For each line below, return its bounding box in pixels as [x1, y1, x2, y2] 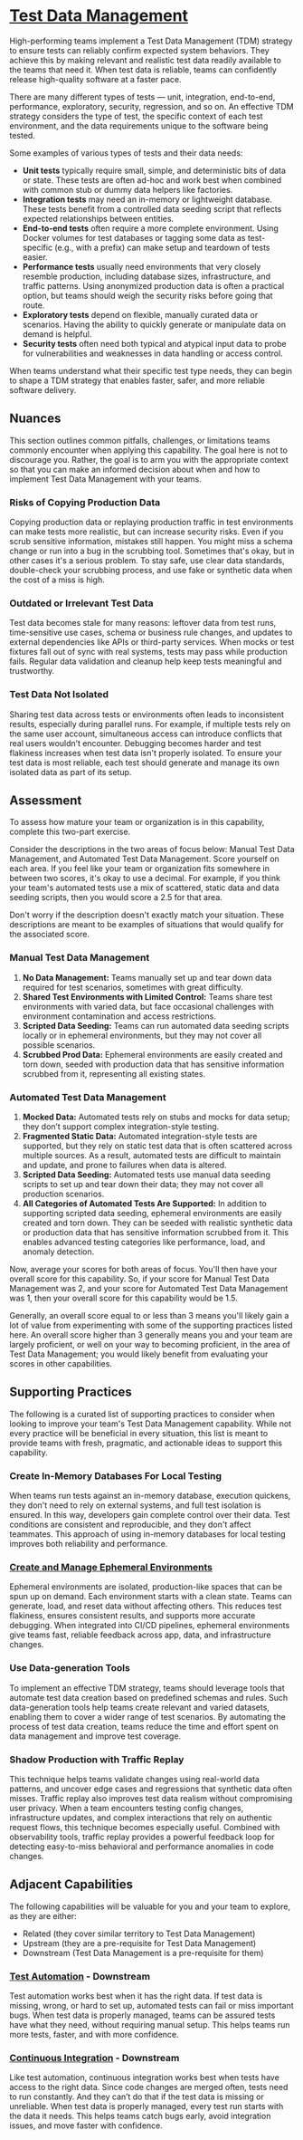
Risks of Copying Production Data [9, 495, 161, 508]
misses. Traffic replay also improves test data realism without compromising [9, 1793, 293, 1804]
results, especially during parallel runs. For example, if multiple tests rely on [9, 718, 291, 729]
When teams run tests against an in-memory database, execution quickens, [9, 1491, 291, 1502]
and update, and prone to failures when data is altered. [22, 1160, 228, 1171]
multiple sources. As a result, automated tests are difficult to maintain [22, 1150, 281, 1161]
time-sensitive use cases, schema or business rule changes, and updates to [9, 627, 293, 638]
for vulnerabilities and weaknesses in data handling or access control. [22, 348, 283, 359]
